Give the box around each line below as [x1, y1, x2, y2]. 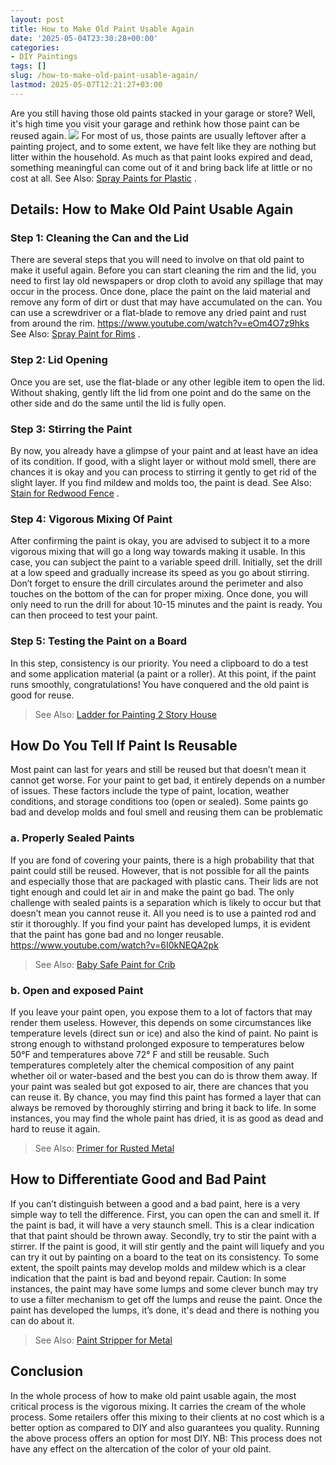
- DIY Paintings [10, 52, 78, 62]
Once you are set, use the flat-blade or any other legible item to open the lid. [10, 376, 325, 388]
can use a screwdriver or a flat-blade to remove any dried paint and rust [10, 307, 307, 319]
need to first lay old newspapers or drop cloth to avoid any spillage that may [10, 275, 324, 287]
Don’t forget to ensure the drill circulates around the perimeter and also [10, 577, 304, 590]
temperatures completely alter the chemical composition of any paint [10, 1059, 295, 1071]
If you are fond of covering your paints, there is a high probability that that [10, 854, 315, 866]
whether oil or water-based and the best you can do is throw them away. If [10, 1070, 318, 1082]
